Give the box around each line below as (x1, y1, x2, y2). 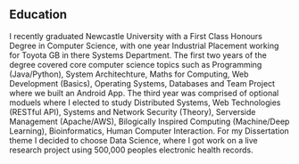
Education (9, 7, 68, 22)
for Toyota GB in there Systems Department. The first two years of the (9, 49, 268, 61)
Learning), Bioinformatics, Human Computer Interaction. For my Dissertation (9, 125, 290, 136)
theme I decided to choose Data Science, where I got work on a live (9, 135, 259, 145)
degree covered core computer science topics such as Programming (9, 59, 262, 70)
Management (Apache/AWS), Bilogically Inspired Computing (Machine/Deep (9, 116, 290, 127)
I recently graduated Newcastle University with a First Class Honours (9, 30, 263, 41)
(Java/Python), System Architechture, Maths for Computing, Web (9, 69, 249, 79)
